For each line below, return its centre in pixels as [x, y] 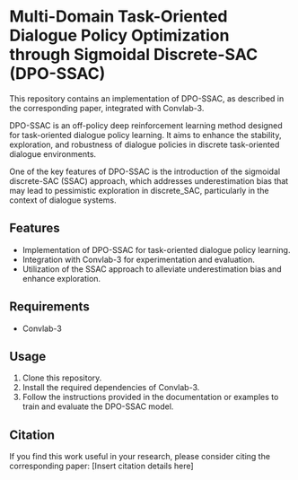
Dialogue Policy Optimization [119, 35]
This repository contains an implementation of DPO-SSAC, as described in [147, 98]
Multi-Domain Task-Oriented [118, 17]
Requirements [49, 307]
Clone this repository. [62, 378]
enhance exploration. [61, 278]
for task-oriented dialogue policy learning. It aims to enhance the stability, [145, 135]
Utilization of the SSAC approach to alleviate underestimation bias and [152, 269]
